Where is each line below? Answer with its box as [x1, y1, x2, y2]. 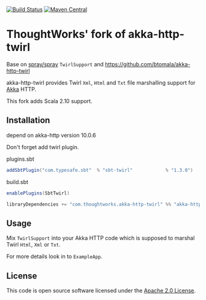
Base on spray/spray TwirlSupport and [6, 60, 104, 67]
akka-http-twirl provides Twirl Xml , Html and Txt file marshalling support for [6, 79, 196, 86]
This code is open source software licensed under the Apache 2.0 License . [6, 287, 196, 294]
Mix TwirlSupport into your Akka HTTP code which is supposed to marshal [6, 234, 195, 242]
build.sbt [6, 178, 29, 185]
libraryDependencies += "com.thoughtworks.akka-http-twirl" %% [6, 201, 172, 207]
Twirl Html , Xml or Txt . [6, 241, 61, 248]
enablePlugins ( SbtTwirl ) [6, 190, 70, 196]
